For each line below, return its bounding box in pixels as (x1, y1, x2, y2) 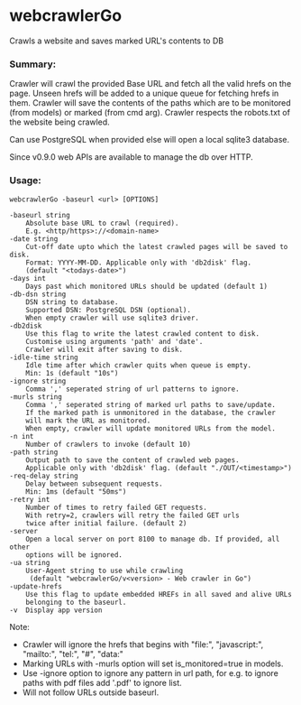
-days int (9, 274, 47, 283)
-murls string (9, 392, 63, 402)
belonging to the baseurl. (25, 598, 127, 607)
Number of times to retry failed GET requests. (25, 503, 207, 512)
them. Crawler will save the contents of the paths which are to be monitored (9, 97, 291, 108)
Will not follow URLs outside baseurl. (22, 687, 160, 698)
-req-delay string (9, 471, 78, 480)
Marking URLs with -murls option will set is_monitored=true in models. (22, 658, 284, 669)
